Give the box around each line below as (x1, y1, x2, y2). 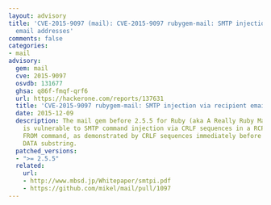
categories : (8, 42, 48, 50)
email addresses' (15, 27, 74, 35)
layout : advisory (8, 11, 67, 20)
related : (15, 162, 45, 170)
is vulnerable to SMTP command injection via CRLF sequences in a (23, 124, 251, 132)
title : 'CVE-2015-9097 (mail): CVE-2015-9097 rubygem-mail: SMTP (8, 19, 232, 27)
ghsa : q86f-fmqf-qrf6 (15, 86, 89, 95)
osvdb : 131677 (15, 79, 63, 87)
